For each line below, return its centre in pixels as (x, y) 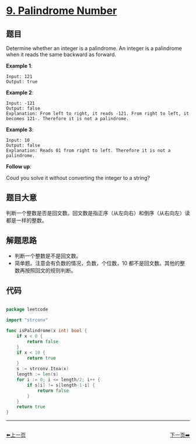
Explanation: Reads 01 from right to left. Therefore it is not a (88, 151)
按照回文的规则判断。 (50, 270)
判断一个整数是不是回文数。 (48, 255)
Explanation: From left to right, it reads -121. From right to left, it (98, 114)
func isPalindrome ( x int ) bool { (47, 331)
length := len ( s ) (38, 374)
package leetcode (27, 310)
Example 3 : (20, 129)
